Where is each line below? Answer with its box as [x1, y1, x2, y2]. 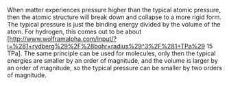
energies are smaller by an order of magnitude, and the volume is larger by [7, 57, 218, 64]
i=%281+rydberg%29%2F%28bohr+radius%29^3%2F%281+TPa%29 [7, 42, 206, 50]
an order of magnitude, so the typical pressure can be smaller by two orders [7, 64, 223, 72]
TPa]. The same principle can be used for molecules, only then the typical [7, 49, 216, 57]
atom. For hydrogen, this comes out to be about [7, 27, 142, 35]
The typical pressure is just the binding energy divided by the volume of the [7, 20, 221, 28]
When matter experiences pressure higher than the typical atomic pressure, [7, 6, 221, 14]
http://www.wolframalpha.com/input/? [9, 35, 117, 43]
